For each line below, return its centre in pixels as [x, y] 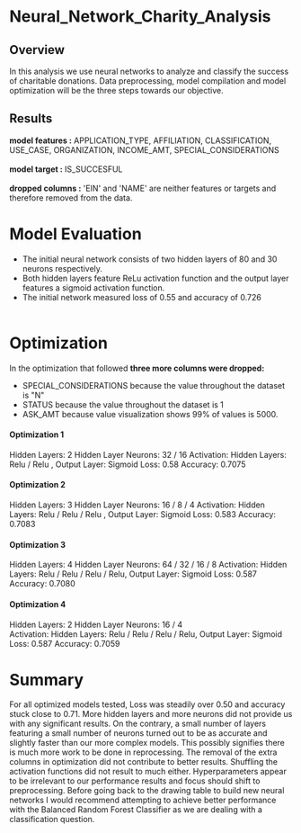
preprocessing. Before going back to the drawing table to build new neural [147, 791]
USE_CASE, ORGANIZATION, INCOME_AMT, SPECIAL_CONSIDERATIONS [145, 149]
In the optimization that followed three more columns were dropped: [137, 368]
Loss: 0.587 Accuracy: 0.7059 [65, 643]
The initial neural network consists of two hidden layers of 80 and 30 [150, 259]
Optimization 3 [37, 544]
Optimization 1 [37, 434]
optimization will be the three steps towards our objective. [117, 90]
